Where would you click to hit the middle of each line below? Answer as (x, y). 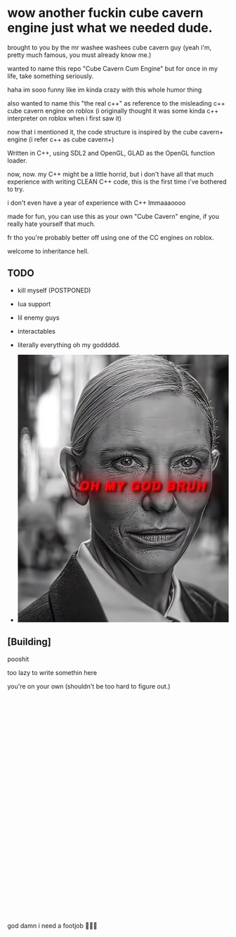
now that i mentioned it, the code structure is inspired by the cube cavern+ (115, 132)
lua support (34, 303)
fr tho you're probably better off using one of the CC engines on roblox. (111, 237)
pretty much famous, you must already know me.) (79, 55)
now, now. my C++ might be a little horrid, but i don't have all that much (111, 174)
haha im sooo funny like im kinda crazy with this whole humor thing (105, 89)
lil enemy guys (38, 317)
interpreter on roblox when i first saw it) (64, 118)
